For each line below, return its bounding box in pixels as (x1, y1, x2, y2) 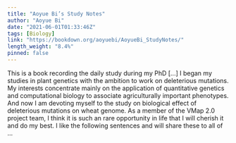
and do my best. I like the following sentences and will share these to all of (7, 121, 223, 130)
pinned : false (7, 50, 49, 57)
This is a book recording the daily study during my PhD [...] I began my (7, 68, 213, 77)
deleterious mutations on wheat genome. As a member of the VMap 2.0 (7, 106, 216, 115)
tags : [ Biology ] (7, 30, 55, 37)
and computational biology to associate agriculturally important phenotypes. (7, 91, 229, 99)
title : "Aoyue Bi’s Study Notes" (7, 10, 106, 18)
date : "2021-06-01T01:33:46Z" (7, 23, 97, 30)
